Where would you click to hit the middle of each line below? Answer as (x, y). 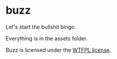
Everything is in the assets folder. (47, 38)
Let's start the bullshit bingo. (41, 27)
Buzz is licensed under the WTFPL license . (58, 50)
